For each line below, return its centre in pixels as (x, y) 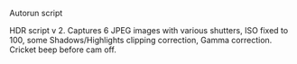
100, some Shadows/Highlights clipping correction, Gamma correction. (141, 40)
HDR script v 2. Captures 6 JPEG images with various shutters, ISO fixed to (149, 30)
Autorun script (36, 13)
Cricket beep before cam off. (63, 50)
